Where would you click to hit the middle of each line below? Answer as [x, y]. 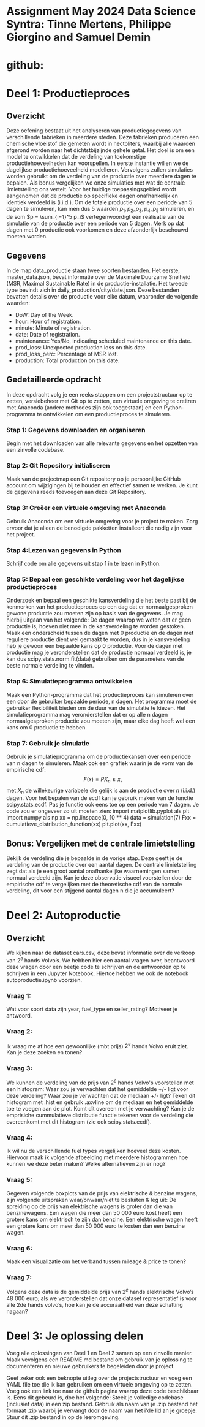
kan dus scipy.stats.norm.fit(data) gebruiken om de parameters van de [95, 659]
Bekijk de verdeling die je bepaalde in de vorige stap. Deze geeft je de [95, 858]
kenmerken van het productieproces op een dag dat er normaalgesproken [99, 607]
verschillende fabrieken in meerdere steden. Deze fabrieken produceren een [102, 137]
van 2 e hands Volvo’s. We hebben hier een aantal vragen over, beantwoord [100, 960]
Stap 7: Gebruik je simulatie [48, 743]
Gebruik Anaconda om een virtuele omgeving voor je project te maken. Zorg [102, 521]
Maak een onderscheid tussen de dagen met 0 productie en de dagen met [100, 633]
